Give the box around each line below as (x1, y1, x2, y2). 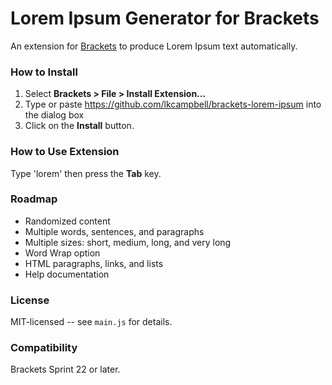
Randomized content (24, 215, 111, 227)
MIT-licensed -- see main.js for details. (10, 316, 173, 328)
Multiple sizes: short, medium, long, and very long (24, 236, 232, 248)
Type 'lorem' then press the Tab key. (10, 167, 162, 179)
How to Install (10, 65, 78, 79)
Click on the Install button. (24, 120, 135, 132)
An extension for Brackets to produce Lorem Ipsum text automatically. (10, 40, 298, 52)
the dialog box (24, 109, 85, 121)
